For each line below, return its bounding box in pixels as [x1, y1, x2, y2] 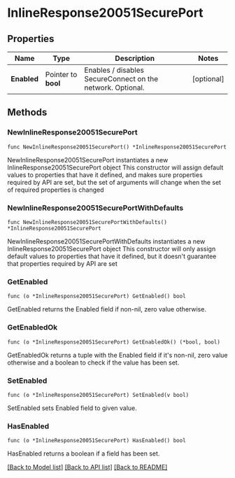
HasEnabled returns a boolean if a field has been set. [7, 449, 160, 458]
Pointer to [45, 70, 78, 79]
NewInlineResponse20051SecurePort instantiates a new [7, 155, 169, 164]
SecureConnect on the [84, 74, 159, 83]
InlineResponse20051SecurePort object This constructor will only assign [7, 244, 216, 253]
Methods [7, 106, 48, 118]
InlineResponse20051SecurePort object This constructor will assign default [7, 163, 224, 171]
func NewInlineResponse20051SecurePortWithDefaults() [7, 218, 168, 225]
